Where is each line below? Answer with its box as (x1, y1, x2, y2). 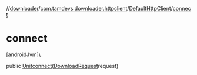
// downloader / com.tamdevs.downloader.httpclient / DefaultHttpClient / (6, 5, 173, 12)
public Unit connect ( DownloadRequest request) (6, 62, 119, 69)
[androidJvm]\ (6, 51, 41, 58)
